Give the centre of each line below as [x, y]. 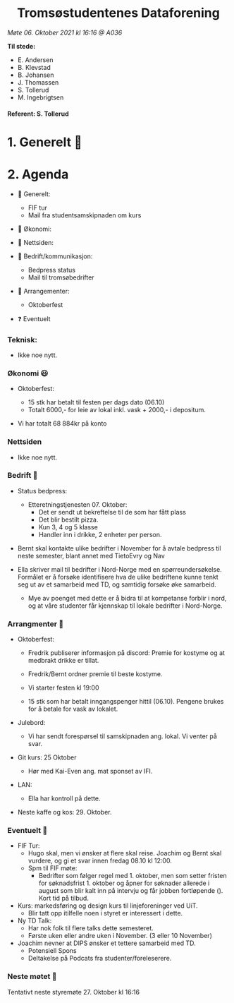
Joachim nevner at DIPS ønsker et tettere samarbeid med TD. [106, 943]
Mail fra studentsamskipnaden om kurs [85, 215]
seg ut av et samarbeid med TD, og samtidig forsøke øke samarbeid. [117, 584]
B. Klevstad [34, 67]
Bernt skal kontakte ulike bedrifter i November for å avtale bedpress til [119, 548]
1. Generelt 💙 [45, 142]
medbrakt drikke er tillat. [63, 661]
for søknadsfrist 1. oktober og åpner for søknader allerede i [124, 883]
